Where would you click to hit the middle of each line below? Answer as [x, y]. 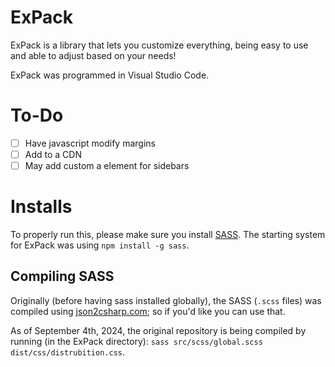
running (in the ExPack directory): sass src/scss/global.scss [136, 341]
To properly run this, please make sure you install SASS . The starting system [168, 234]
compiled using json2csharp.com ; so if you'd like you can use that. [148, 311]
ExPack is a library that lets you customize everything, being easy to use [159, 45]
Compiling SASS [62, 276]
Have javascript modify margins [90, 143]
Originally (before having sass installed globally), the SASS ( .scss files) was [166, 300]
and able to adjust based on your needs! [93, 55]
